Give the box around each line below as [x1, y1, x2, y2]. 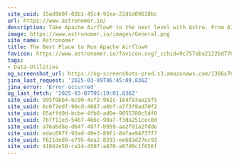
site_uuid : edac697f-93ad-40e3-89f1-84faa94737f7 [7, 130, 158, 137]
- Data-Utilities [7, 63, 59, 71]
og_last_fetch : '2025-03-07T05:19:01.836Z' [7, 90, 139, 97]
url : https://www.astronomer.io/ [7, 17, 107, 24]
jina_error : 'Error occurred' [7, 83, 97, 90]
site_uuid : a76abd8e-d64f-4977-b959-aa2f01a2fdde [7, 123, 158, 130]
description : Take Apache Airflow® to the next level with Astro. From [7, 24, 224, 31]
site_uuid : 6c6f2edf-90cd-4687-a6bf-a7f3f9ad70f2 [7, 103, 158, 110]
